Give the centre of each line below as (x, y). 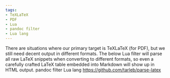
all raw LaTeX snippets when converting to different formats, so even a (80, 59)
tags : (11, 10)
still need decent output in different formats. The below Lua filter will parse (84, 54)
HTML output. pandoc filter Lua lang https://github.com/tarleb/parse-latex (83, 70)
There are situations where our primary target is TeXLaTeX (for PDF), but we (85, 48)
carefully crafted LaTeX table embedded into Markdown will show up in (80, 64)
